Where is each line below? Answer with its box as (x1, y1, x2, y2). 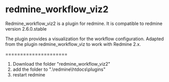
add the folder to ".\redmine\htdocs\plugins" (12, 66, 106, 72)
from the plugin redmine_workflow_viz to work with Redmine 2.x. (5, 41, 141, 47)
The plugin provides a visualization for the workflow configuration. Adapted (5, 36, 164, 42)
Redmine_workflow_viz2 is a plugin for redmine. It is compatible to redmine (5, 20, 162, 26)
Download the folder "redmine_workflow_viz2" (12, 61, 111, 67)
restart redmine (12, 71, 45, 77)
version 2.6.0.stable (5, 25, 47, 32)
